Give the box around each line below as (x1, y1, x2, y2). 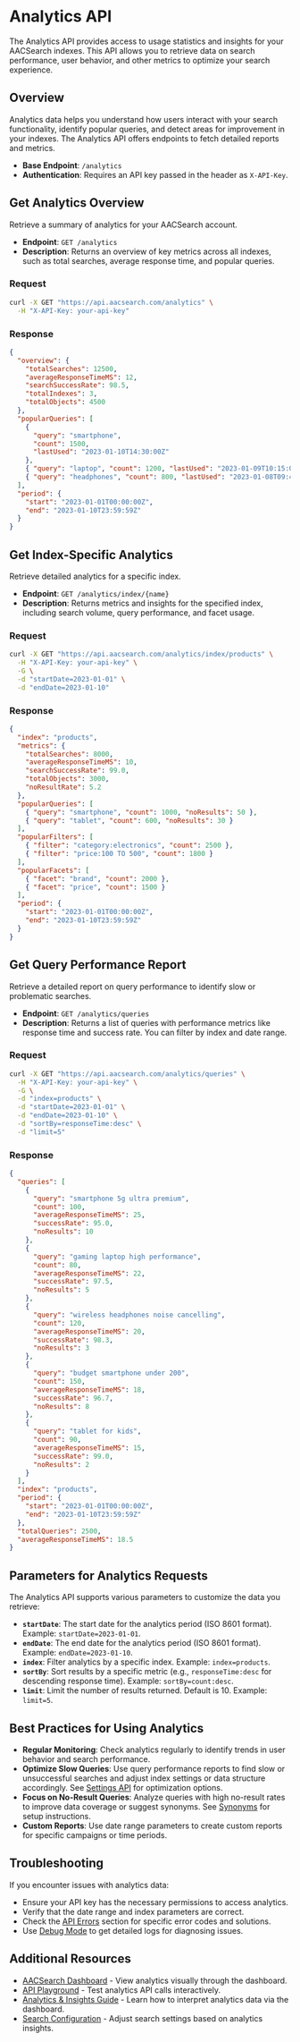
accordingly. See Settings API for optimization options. (21, 1782, 223, 1792)
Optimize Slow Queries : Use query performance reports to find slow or (21, 1763, 286, 1774)
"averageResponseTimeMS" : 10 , (25, 758, 138, 767)
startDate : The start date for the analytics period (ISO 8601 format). (21, 1619, 272, 1630)
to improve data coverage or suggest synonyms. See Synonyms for (21, 1801, 271, 1812)
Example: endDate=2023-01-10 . (21, 1648, 133, 1658)
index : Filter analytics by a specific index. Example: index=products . (21, 1656, 271, 1667)
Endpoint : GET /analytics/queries (21, 1008, 150, 1019)
